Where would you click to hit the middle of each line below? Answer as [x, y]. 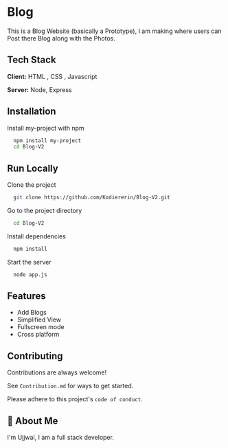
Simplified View [39, 320]
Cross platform [38, 335]
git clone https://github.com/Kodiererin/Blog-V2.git [92, 198]
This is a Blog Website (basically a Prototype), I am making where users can [114, 31]
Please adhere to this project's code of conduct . [75, 399]
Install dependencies [37, 236]
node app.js [31, 275]
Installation [32, 112]
